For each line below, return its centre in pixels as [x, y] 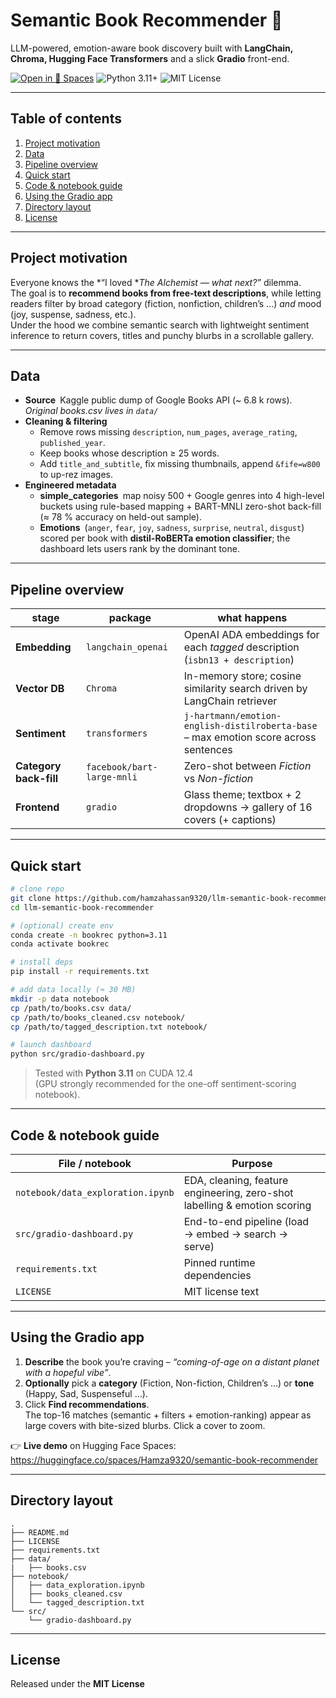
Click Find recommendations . [87, 1404]
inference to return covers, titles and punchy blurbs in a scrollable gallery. [162, 335]
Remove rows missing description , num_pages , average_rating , [168, 432]
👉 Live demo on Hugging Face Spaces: [93, 1445]
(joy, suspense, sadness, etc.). [73, 314]
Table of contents [66, 119]
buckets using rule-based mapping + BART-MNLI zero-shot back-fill [180, 506]
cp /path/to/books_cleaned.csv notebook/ [98, 1017]
